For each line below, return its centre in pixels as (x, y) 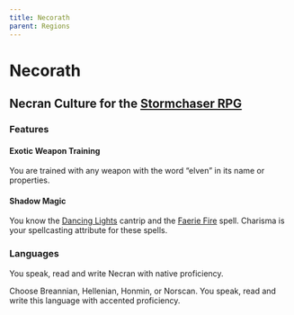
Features (29, 129)
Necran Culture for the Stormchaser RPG (126, 104)
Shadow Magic (38, 201)
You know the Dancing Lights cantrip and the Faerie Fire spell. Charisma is (147, 220)
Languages (35, 254)
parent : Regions (40, 26)
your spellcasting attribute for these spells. (89, 230)
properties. (30, 180)
